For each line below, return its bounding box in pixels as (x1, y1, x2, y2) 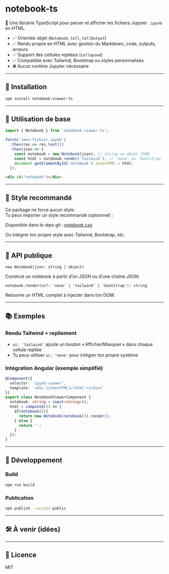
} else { (14, 418, 33, 423)
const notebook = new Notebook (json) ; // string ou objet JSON (14, 151, 150, 157)
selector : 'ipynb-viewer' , (10, 380, 66, 386)
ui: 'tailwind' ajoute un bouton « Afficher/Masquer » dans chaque (12, 341, 153, 347)
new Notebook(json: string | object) (5, 264, 84, 269)
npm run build (5, 482, 35, 488)
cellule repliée (12, 347, 42, 353)
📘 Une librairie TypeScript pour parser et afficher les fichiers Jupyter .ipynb (5, 20, 162, 26)
